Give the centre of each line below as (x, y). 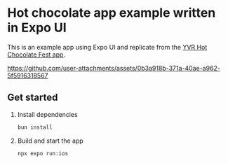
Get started (33, 98)
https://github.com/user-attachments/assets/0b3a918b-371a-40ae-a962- (114, 68)
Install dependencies (48, 114)
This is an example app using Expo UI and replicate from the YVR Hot (107, 47)
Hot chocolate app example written (112, 13)
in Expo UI (37, 28)
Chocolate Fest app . (36, 55)
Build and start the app (51, 141)
